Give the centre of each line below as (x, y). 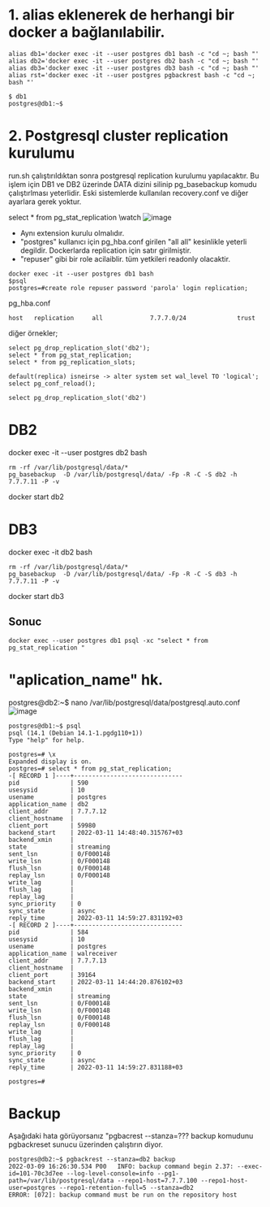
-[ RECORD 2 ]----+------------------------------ (96, 925)
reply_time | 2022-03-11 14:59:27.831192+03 (96, 918)
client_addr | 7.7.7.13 (58, 961)
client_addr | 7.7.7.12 (58, 811)
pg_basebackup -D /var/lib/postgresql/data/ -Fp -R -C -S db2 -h (123, 474)
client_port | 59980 (52, 825)
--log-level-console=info (110, 1174)
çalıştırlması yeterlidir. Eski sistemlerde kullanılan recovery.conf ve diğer (129, 193)
